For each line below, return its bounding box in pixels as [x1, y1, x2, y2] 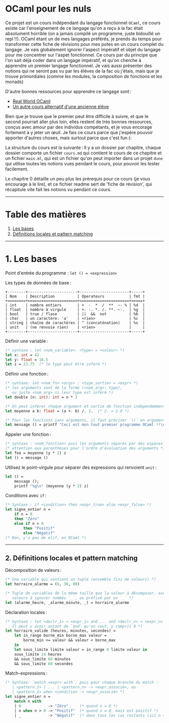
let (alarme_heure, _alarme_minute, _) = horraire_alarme [5, 600, 129, 605]
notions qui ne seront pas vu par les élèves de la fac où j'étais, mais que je [5, 68, 159, 74]
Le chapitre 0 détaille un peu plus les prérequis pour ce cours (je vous [5, 175, 151, 182]
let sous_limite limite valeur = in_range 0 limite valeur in [14, 647, 147, 652]
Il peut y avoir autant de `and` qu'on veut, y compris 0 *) [12, 624, 143, 629]
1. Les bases [5, 253, 57, 265]
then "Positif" [23, 525, 55, 531]
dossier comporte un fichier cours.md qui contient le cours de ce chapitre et [5, 150, 162, 156]
